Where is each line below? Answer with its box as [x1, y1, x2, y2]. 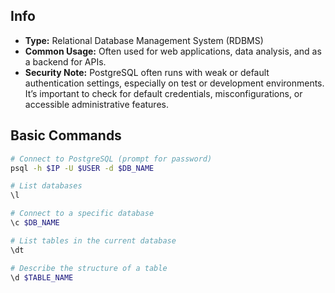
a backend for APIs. [24, 55, 107, 68]
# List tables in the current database [10, 235, 177, 246]
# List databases [10, 181, 83, 191]
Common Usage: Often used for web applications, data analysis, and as [24, 45, 322, 57]
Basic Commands [10, 127, 122, 144]
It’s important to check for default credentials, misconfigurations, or [24, 87, 303, 99]
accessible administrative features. [24, 98, 169, 110]
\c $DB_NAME [10, 218, 60, 228]
